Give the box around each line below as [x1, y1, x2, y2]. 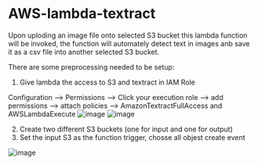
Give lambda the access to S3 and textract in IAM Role [19, 77, 196, 87]
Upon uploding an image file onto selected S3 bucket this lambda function [8, 30, 248, 40]
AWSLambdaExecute [8, 109, 76, 118]
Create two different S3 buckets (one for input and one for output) [19, 124, 234, 134]
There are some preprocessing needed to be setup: [8, 62, 175, 71]
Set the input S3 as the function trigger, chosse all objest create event [19, 132, 245, 142]
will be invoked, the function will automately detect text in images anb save [8, 38, 250, 48]
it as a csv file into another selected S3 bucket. [8, 47, 160, 56]
